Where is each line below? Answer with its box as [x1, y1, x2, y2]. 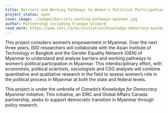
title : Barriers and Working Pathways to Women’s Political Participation [5, 7, 164, 12]
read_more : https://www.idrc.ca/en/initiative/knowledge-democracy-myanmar [5, 26, 166, 31]
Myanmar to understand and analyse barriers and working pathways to [5, 55, 151, 61]
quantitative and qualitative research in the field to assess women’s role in [5, 71, 157, 77]
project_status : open [5, 12, 50, 17]
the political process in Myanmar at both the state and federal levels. [5, 77, 146, 83]
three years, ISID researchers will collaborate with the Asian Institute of [5, 45, 151, 51]
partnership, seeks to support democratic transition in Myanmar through [5, 97, 154, 103]
